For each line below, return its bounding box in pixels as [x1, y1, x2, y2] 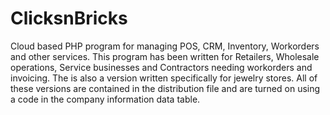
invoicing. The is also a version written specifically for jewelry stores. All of [10, 72, 318, 84]
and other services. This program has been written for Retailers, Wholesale [10, 50, 320, 62]
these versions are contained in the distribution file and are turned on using [10, 82, 321, 94]
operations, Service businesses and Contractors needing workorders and [10, 61, 313, 73]
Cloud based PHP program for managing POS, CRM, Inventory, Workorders [10, 40, 320, 52]
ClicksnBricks [10, 7, 128, 30]
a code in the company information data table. [10, 93, 201, 105]
